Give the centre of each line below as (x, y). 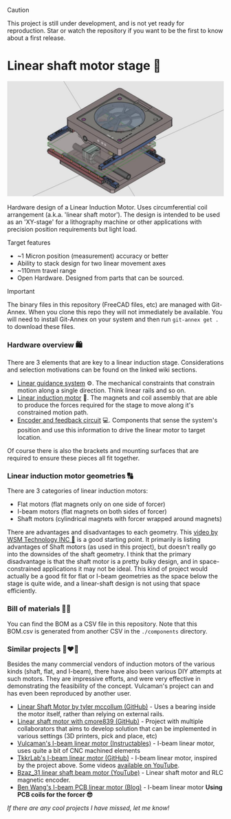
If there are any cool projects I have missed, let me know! (88, 808)
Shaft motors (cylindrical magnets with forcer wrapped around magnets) (119, 519)
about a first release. (36, 38)
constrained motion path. (53, 412)
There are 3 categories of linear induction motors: (78, 491)
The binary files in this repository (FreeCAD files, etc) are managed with (109, 304)
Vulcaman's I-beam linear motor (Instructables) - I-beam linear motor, (116, 743)
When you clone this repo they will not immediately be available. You (126, 312)
